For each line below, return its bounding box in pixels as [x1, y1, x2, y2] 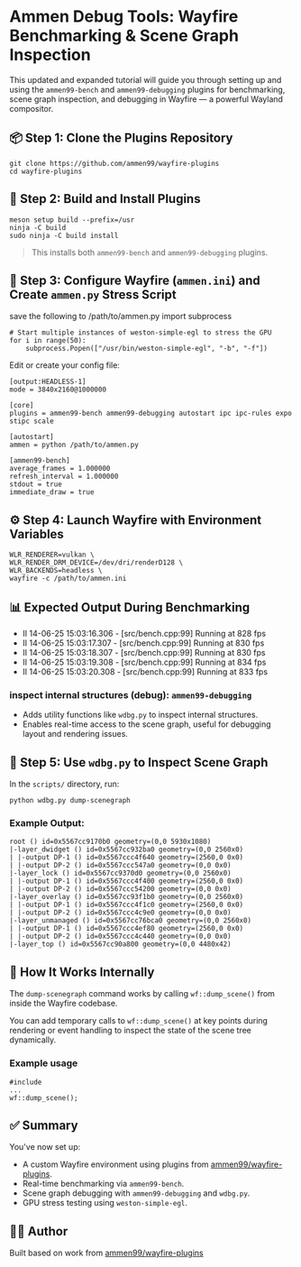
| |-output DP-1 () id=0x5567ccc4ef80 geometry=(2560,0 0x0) [9, 924, 244, 933]
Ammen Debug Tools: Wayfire [9, 6, 239, 27]
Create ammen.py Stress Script [9, 287, 178, 302]
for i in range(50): [9, 336, 87, 345]
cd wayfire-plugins [9, 167, 83, 176]
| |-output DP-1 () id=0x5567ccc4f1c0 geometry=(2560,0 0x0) [9, 900, 244, 910]
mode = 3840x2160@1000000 [9, 385, 106, 394]
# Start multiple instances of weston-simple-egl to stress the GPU [9, 328, 272, 337]
